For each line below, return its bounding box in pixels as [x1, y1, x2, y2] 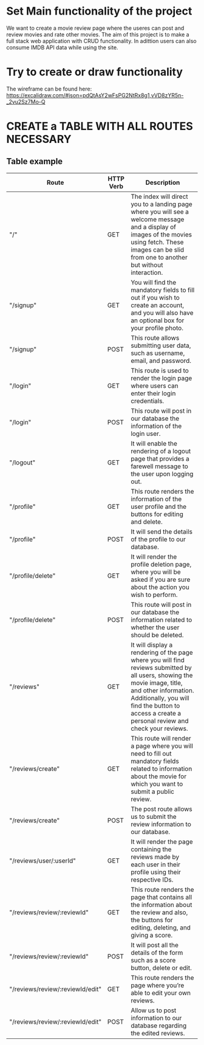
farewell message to [130, 462, 188, 471]
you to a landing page [130, 199, 192, 208]
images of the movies [130, 230, 192, 238]
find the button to [130, 701, 180, 709]
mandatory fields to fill [130, 286, 195, 294]
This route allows [130, 333, 180, 342]
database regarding [130, 1021, 187, 1030]
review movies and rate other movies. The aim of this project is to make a [6, 30, 189, 38]
